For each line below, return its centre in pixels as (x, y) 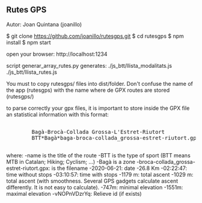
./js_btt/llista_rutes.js (32, 72)
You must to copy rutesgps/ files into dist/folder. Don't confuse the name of (100, 83)
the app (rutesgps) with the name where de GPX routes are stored (88, 90)
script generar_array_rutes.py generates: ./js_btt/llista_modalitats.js (89, 65)
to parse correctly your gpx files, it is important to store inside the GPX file (98, 108)
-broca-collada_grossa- (166, 162)
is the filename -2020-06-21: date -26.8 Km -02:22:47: (119, 168)
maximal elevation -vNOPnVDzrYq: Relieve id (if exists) (74, 193)
